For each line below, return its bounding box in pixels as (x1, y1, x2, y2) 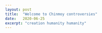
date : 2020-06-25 (5, 16, 45, 21)
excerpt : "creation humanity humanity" (5, 20, 87, 26)
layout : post (5, 7, 32, 12)
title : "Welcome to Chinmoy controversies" (5, 12, 98, 16)
